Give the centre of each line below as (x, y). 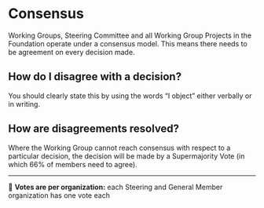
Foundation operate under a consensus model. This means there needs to (128, 43)
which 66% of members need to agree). (73, 164)
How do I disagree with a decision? (95, 77)
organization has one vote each (59, 195)
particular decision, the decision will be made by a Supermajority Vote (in (126, 156)
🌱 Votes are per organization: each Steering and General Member (115, 187)
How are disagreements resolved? (93, 129)
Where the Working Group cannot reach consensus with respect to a (119, 148)
